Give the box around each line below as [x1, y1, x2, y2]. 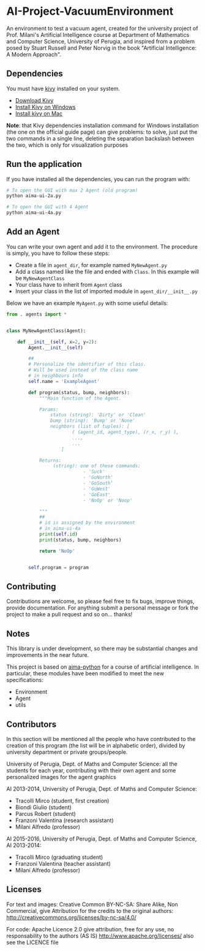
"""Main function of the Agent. [39, 395, 122, 402]
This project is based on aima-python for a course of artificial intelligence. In [6, 663, 199, 670]
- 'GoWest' [83, 486, 111, 492]
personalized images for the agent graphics [6, 773, 116, 780]
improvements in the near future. [6, 651, 89, 659]
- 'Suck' [83, 468, 105, 475]
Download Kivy [15, 96, 54, 104]
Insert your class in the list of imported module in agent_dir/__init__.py [15, 287, 198, 295]
